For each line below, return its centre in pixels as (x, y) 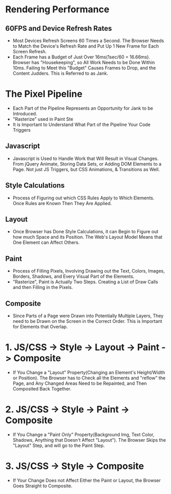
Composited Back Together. (42, 388)
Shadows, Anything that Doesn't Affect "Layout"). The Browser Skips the (89, 440)
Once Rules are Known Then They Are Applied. (62, 203)
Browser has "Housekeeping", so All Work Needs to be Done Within (84, 62)
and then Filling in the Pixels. (43, 287)
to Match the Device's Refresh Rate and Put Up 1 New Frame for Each (86, 46)
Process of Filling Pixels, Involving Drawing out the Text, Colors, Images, (89, 271)
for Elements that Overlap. (40, 327)
